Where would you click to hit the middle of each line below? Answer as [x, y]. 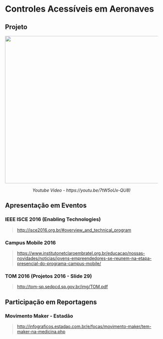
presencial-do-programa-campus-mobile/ [59, 263]
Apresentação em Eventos [46, 205]
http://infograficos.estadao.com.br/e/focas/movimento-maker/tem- [84, 326]
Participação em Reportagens [51, 302]
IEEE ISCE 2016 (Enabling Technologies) [53, 219]
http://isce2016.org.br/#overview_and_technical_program [74, 230]
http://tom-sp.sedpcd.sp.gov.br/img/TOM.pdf [62, 287]
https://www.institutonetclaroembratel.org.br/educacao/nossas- [81, 253]
